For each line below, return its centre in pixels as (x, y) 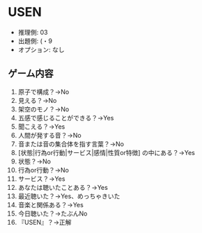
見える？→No (37, 100)
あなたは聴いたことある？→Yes (63, 187)
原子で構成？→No (44, 92)
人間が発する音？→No (50, 135)
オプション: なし (41, 49)
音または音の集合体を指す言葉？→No (71, 144)
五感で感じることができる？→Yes (66, 118)
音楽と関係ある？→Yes (51, 204)
